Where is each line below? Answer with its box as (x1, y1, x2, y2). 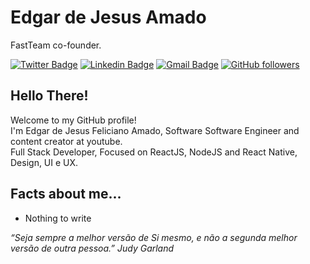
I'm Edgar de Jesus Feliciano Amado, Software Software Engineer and (10, 124, 300, 136)
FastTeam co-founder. (10, 39, 102, 51)
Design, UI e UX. (10, 156, 79, 168)
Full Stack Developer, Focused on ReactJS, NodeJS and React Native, (10, 146, 298, 158)
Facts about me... (10, 186, 122, 203)
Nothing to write (24, 212, 92, 224)
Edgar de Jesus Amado (10, 6, 207, 29)
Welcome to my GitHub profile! (10, 114, 137, 126)
